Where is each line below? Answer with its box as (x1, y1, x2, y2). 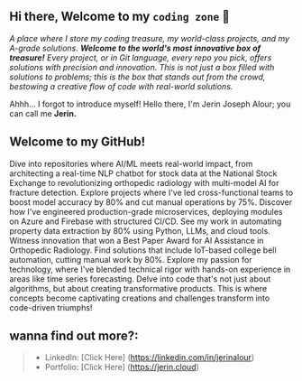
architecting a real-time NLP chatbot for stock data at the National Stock (9, 168, 278, 179)
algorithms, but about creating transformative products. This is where (9, 283, 268, 293)
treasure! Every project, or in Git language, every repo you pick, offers (9, 51, 272, 63)
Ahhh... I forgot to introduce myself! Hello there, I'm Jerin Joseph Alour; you (9, 98, 291, 109)
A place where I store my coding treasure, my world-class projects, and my (9, 33, 290, 43)
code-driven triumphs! (9, 302, 93, 312)
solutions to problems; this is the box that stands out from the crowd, (9, 71, 266, 82)
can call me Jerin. (9, 107, 77, 118)
